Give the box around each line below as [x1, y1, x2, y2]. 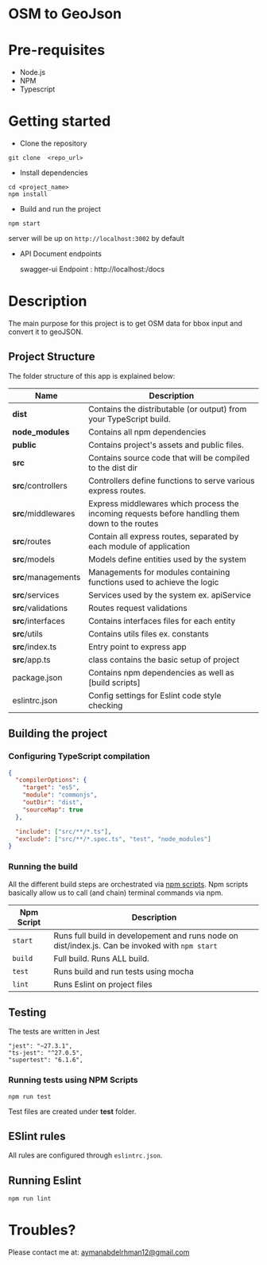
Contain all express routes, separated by [88, 531, 239, 542]
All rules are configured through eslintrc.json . [8, 1150, 163, 1160]
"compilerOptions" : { [15, 777, 87, 784]
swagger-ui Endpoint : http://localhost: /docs [19, 264, 165, 274]
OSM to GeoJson [8, 5, 122, 23]
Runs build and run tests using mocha [53, 966, 195, 977]
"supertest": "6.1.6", [8, 1056, 83, 1065]
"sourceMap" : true [22, 805, 83, 814]
